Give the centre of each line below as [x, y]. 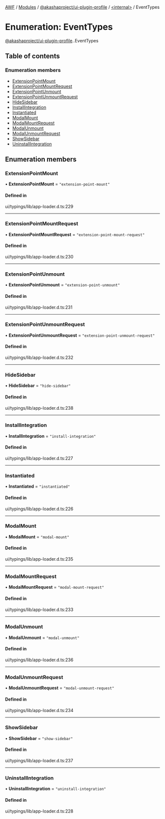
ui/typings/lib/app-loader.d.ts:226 [39, 509]
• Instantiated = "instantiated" [38, 486]
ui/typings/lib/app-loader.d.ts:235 [39, 559]
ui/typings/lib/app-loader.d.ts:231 [39, 307]
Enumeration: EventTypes [59, 27]
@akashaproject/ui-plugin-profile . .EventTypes [52, 40]
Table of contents [32, 56]
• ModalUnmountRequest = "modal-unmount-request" [60, 688]
